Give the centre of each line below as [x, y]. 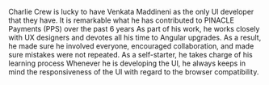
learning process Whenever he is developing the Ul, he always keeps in [127, 63]
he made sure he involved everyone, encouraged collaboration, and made [131, 46]
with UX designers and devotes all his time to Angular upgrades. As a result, [135, 37]
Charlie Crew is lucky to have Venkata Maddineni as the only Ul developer [131, 12]
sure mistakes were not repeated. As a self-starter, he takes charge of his [130, 55]
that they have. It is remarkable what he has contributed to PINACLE [121, 20]
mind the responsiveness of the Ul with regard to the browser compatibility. [134, 72]
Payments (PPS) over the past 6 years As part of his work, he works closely [134, 29]
